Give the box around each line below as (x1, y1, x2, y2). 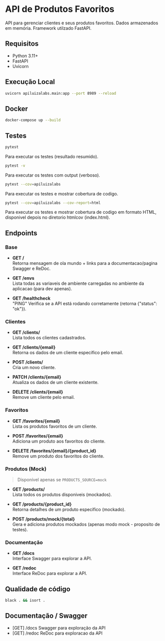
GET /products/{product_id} (12, 501, 72, 507)
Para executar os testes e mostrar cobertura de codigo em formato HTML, (5, 209, 157, 215)
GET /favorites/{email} (12, 418, 60, 424)
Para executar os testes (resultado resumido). (5, 153, 99, 159)
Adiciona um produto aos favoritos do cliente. (12, 438, 106, 444)
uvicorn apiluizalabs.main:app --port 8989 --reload (5, 91, 116, 96)
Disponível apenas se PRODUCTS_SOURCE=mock (17, 477, 107, 483)
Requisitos (5, 40, 39, 48)
